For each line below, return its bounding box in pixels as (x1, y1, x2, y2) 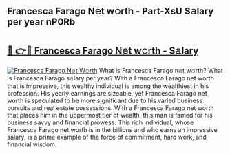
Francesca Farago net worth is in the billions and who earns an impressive (7, 126, 218, 133)
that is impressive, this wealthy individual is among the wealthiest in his (7, 82, 209, 90)
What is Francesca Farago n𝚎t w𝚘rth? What (98, 67, 224, 74)
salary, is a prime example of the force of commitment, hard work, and (7, 133, 207, 141)
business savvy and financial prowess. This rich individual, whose (7, 118, 194, 126)
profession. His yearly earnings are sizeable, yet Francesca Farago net (7, 89, 208, 97)
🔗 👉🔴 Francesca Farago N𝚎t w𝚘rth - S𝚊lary (7, 45, 199, 56)
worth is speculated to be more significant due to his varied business (7, 96, 203, 104)
